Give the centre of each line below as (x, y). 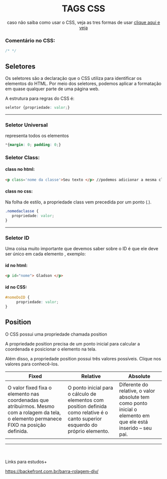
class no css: (19, 191)
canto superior (85, 418)
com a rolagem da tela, (34, 412)
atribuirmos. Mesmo (31, 406)
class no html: (20, 169)
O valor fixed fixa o (30, 388)
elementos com (86, 400)
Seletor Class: (22, 157)
